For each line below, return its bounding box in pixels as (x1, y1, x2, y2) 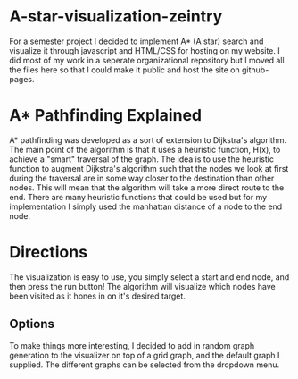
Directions (9, 242, 87, 263)
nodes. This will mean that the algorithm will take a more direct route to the (9, 181, 285, 193)
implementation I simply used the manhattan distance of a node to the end (9, 201, 283, 212)
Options (9, 316, 55, 332)
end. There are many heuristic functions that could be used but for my (9, 191, 268, 202)
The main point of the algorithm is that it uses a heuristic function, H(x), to (9, 144, 281, 155)
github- (241, 64, 269, 75)
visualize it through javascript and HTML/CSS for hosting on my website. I (9, 45, 281, 55)
